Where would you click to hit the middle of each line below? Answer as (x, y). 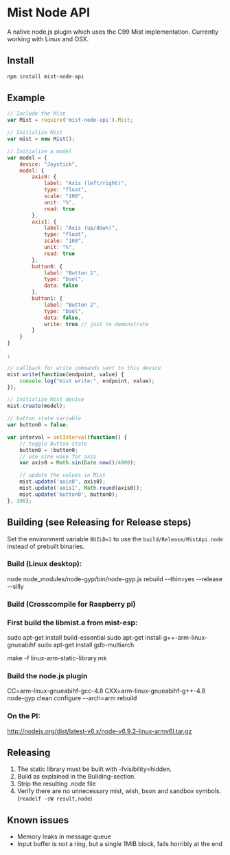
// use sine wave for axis (58, 456)
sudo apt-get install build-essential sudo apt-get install (84, 638)
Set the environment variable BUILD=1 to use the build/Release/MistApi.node (115, 539)
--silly (15, 586)
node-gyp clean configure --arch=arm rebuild (72, 698)
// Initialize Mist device (46, 400)
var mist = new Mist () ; (41, 139)
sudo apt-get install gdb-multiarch (86, 645)
